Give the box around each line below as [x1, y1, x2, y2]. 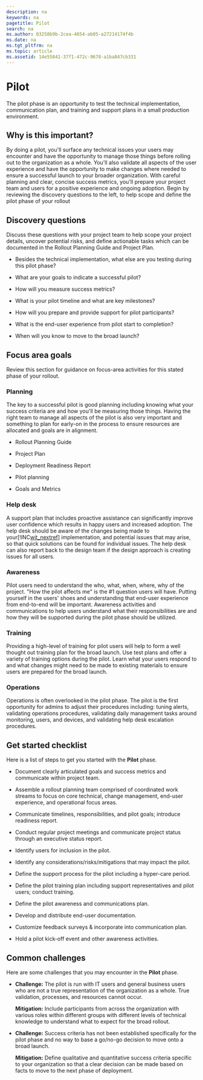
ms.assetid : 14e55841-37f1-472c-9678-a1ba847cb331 [6, 54, 137, 60]
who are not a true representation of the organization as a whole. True [14, 987, 190, 994]
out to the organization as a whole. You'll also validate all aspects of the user [6, 159, 197, 166]
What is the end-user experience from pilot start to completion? [14, 321, 174, 328]
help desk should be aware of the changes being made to [6, 527, 150, 534]
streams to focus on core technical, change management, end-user [14, 792, 184, 800]
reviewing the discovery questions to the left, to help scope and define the [6, 191, 192, 198]
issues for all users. [6, 552, 55, 560]
